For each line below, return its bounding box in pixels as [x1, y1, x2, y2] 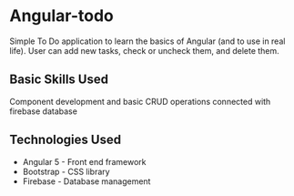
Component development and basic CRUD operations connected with [9, 96, 271, 107]
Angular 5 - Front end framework [22, 156, 147, 167]
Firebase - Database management [22, 175, 151, 187]
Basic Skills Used [9, 72, 109, 88]
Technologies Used [9, 132, 121, 148]
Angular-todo [9, 5, 114, 26]
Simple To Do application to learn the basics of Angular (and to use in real [9, 36, 286, 46]
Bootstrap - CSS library [22, 166, 111, 177]
